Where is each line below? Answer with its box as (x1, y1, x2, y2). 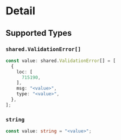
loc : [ (16, 69, 33, 75)
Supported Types (5, 28, 72, 38)
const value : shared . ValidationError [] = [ (5, 58, 116, 64)
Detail (5, 4, 35, 18)
